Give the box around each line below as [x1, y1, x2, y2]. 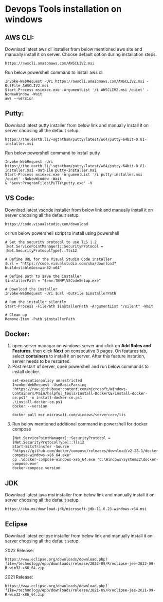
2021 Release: [5, 574, 33, 580]
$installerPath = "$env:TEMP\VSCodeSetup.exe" [5, 278, 101, 283]
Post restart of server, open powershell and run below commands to [12, 363, 149, 370]
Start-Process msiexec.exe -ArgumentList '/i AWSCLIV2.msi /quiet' [5, 88, 145, 92]
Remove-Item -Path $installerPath [5, 316, 75, 321]
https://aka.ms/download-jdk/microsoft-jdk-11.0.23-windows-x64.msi [5, 507, 147, 512]
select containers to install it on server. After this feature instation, [12, 353, 145, 359]
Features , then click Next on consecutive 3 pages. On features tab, [12, 348, 147, 354]
